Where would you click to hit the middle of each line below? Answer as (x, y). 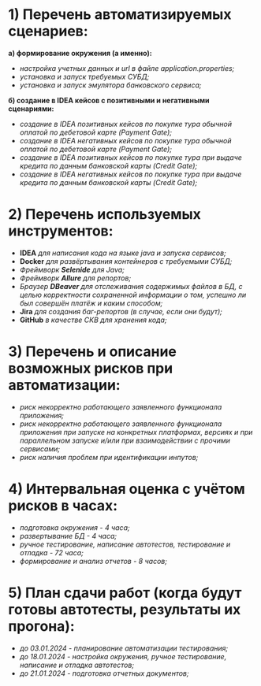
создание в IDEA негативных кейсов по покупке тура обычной (125, 140)
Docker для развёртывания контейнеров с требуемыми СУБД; (126, 261)
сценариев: (48, 31)
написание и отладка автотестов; (77, 665)
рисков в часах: (63, 506)
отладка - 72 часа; (52, 552)
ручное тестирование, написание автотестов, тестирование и (125, 544)
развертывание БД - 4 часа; (68, 536)
